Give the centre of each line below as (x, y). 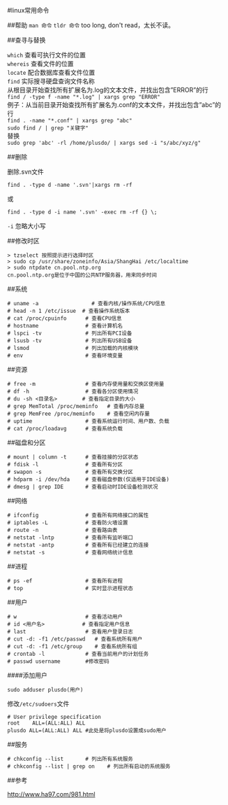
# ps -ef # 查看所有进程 (65, 581)
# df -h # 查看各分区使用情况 (73, 391)
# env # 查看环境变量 (65, 356)
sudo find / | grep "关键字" (48, 128)
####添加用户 (27, 675)
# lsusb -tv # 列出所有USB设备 (70, 341)
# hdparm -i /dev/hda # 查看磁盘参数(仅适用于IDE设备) (88, 479)
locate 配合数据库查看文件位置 (51, 72)
